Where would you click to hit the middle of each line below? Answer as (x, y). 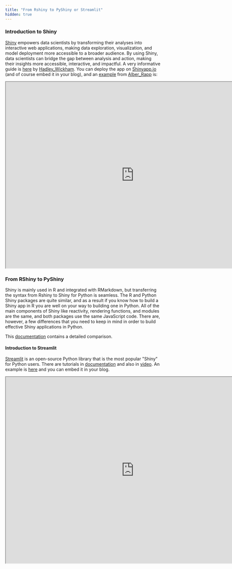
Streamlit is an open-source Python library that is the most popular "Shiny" (81, 359)
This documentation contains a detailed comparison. (59, 336)
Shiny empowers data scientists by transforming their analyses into (74, 42)
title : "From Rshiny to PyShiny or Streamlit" (54, 10)
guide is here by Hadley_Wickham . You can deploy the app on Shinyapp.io (81, 69)
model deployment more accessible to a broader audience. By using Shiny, (82, 53)
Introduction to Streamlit (31, 348)
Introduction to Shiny (31, 32)
